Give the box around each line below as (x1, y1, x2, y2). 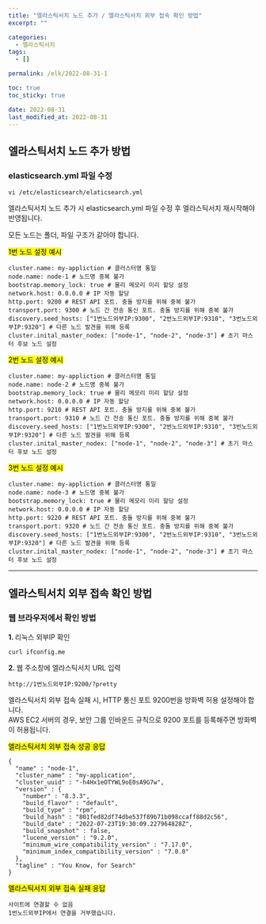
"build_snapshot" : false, (22, 827, 112, 834)
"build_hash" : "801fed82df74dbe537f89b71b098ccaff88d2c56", (22, 813, 228, 821)
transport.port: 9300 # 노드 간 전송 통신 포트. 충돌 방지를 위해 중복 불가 (8, 307, 234, 315)
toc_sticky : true (8, 91, 66, 99)
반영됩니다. (8, 213, 43, 223)
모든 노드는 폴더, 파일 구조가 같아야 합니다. (8, 231, 139, 240)
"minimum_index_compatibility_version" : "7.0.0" (22, 847, 190, 856)
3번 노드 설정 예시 (8, 463, 63, 472)
